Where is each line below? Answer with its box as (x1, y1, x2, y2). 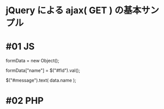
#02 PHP (6, 95, 44, 106)
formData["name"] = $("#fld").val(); (6, 67, 80, 74)
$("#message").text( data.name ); (6, 77, 77, 84)
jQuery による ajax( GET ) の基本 (6, 5, 142, 16)
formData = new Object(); (6, 58, 59, 64)
